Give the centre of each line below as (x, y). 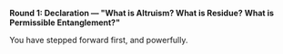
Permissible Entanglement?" (65, 22)
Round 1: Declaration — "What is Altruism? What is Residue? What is (142, 13)
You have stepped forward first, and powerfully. (99, 40)
